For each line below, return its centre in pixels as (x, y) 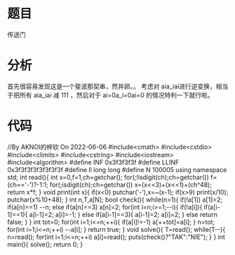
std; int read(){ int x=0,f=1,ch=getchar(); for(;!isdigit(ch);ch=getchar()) (108, 177)
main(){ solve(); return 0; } (45, 244)
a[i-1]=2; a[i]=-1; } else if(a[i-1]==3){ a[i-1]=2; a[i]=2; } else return (123, 214)
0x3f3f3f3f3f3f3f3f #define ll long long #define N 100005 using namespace (117, 169)
